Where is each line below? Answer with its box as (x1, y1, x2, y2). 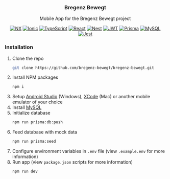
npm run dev (12, 169, 38, 174)
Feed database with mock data (12, 129, 78, 135)
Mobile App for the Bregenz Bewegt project (39, 15, 131, 21)
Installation (5, 43, 34, 51)
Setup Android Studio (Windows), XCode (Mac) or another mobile (12, 94, 151, 100)
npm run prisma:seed (12, 139, 56, 144)
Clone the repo (12, 55, 44, 61)
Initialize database (12, 110, 51, 116)
